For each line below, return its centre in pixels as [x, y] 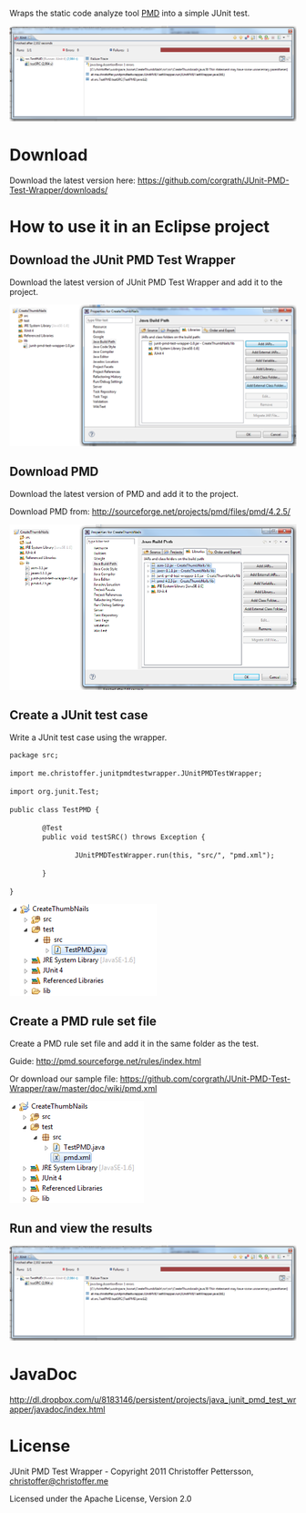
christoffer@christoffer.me [59, 1481]
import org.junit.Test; [55, 791]
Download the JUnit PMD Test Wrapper [122, 260]
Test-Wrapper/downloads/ [59, 189]
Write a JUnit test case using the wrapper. [88, 737]
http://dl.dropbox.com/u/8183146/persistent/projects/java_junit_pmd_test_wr [153, 1400]
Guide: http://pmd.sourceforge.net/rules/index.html [106, 1061]
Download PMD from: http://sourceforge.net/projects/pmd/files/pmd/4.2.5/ [150, 511]
